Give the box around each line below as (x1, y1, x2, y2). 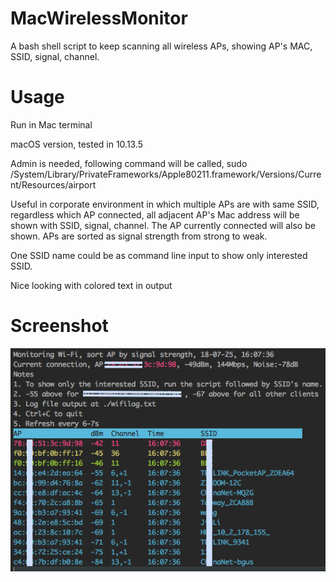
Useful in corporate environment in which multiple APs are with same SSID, (10, 198, 320, 210)
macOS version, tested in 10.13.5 (10, 138, 144, 150)
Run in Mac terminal (10, 118, 93, 131)
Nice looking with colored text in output (10, 279, 173, 291)
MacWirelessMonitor (10, 7, 188, 30)
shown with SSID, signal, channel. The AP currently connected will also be (10, 219, 316, 231)
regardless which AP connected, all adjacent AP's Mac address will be (10, 208, 300, 221)
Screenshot (10, 315, 109, 337)
